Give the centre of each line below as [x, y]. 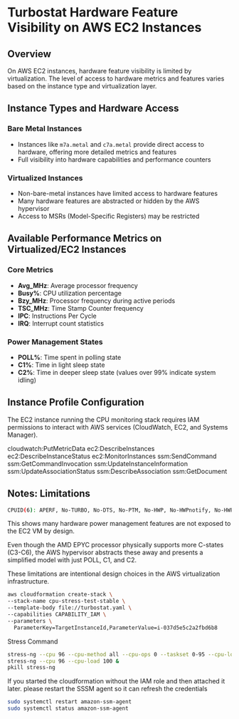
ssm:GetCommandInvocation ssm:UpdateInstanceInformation [98, 463]
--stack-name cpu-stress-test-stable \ [67, 601]
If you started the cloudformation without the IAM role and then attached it [116, 681]
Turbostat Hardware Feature [93, 12]
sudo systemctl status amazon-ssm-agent [68, 709]
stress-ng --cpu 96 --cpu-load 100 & [63, 661]
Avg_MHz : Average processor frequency [78, 285]
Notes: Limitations [49, 493]
